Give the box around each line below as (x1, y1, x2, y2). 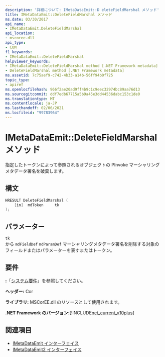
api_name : (5, 21, 26, 27)
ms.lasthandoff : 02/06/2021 (5, 106, 64, 111)
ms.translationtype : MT (5, 96, 55, 101)
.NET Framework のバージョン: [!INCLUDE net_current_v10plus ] (5, 310, 134, 316)
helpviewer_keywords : (5, 59, 51, 64)
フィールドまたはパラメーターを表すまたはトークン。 (5, 247, 115, 253)
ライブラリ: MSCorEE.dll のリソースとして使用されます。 (5, 299, 122, 305)
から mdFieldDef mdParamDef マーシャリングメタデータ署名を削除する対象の (5, 241, 159, 247)
